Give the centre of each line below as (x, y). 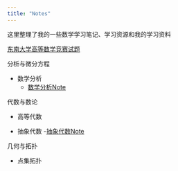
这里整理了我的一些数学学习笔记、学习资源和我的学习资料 (89, 34)
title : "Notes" (29, 13)
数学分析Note (47, 87)
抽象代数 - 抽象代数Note (51, 131)
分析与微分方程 (28, 64)
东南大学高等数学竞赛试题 (44, 48)
